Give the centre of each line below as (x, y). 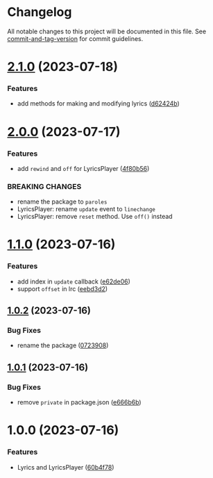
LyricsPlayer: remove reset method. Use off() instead (95, 217)
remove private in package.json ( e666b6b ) (79, 402)
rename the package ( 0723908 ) (63, 345)
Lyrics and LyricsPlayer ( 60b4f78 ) (66, 467)
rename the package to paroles (62, 201)
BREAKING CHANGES (44, 186)
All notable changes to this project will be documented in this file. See (107, 31)
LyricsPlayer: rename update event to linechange (86, 209)
